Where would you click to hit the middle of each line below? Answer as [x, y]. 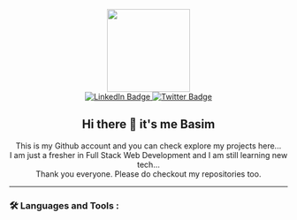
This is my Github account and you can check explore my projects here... [148, 146]
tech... [148, 164]
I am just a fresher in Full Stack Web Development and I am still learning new [148, 155]
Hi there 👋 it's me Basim [148, 124]
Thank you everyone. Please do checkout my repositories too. [148, 174]
